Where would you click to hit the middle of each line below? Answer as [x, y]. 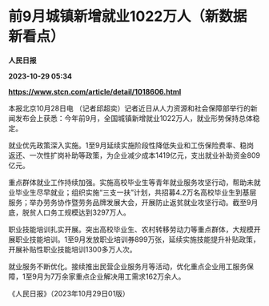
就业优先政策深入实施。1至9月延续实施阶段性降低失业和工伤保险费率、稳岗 [131, 145]
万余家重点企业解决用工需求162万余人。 [120, 276]
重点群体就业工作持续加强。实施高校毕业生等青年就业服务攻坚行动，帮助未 [131, 182]
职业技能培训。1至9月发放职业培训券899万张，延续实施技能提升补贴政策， [137, 239]
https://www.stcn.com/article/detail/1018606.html [95, 91]
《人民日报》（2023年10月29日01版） [69, 293]
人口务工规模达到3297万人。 [83, 212]
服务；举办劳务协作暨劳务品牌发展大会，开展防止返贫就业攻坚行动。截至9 [130, 202]
